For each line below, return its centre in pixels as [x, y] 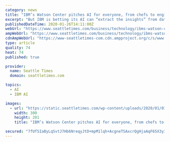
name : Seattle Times [31, 71]
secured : [14, 132]
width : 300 [26, 113]
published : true [22, 57]
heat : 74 [14, 52]
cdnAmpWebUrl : [20, 39]
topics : [13, 85]
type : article [20, 43]
